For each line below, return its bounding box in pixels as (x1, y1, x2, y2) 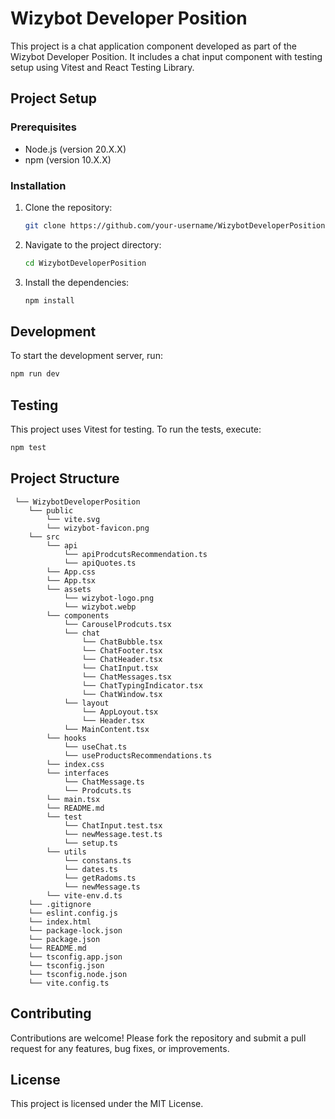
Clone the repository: (24, 201, 113, 213)
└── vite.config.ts (28, 978, 110, 988)
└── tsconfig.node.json (28, 969, 128, 979)
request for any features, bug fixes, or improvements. (10, 1042, 230, 1054)
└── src (28, 532, 60, 542)
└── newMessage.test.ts (63, 829, 163, 839)
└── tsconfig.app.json (28, 952, 123, 962)
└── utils (46, 847, 87, 857)
